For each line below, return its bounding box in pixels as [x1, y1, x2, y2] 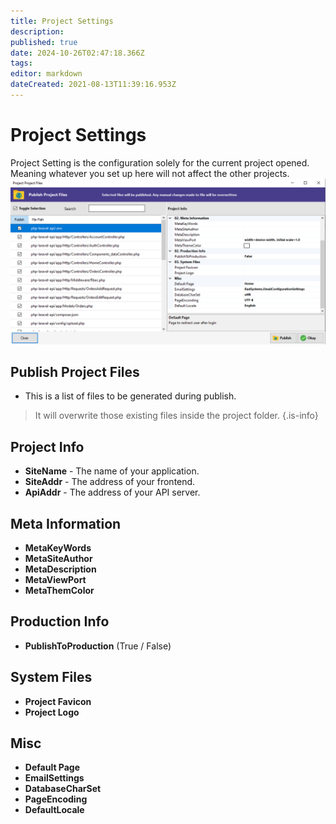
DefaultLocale [24, 804, 85, 816]
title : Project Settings [10, 16, 114, 26]
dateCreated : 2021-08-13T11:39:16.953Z [10, 80, 177, 90]
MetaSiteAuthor [24, 553, 93, 565]
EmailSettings [24, 772, 85, 784]
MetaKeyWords [24, 542, 92, 554]
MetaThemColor [24, 585, 95, 597]
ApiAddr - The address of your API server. [24, 486, 201, 499]
